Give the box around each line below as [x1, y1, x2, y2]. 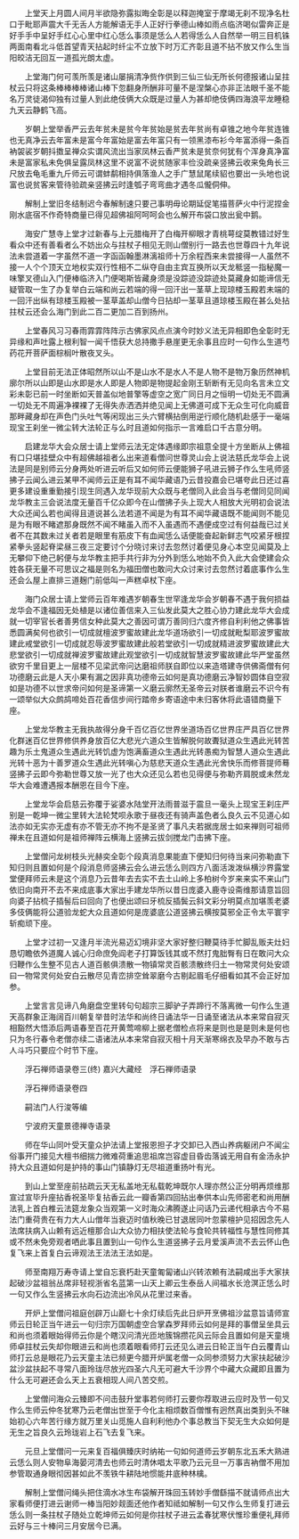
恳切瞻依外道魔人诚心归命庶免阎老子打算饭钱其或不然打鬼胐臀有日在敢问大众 [9, 948, 290, 958]
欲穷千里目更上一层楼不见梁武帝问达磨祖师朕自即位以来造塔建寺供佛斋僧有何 [9, 660, 290, 671]
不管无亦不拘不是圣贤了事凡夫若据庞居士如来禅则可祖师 [86, 821, 290, 831]
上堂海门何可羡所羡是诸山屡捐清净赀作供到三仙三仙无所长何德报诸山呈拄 [24, 71, 290, 82]
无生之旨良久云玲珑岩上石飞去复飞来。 [9, 1427, 149, 1437]
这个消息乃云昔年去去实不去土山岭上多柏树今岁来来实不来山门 [63, 873, 290, 884]
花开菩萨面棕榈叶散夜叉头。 [16, 348, 118, 358]
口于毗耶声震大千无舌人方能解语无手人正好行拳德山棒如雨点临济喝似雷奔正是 [9, 19, 290, 29]
